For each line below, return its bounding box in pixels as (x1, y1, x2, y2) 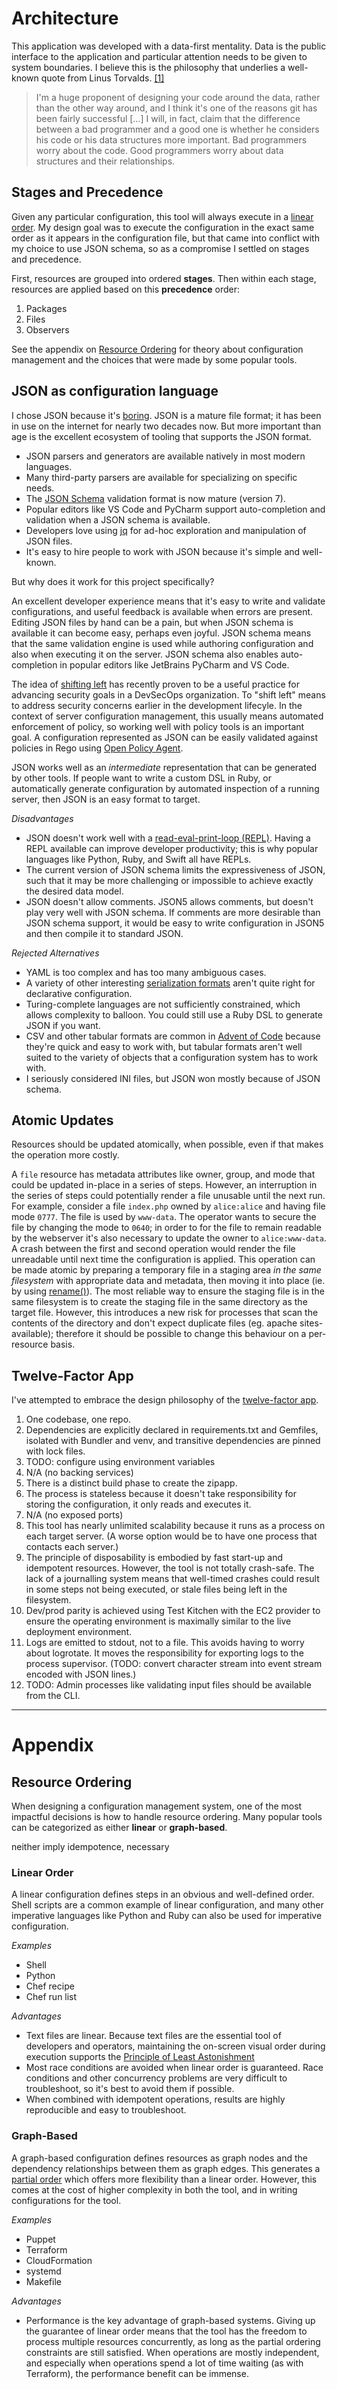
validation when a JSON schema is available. (25, 513, 211, 526)
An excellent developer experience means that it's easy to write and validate (11, 595, 326, 607)
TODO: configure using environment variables (25, 1456, 216, 1468)
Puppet (25, 2233, 56, 2245)
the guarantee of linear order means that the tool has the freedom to (25, 2325, 308, 2337)
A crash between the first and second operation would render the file (11, 1243, 296, 1255)
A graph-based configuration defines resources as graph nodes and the (11, 2152, 308, 2164)
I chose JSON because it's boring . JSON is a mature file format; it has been (11, 409, 322, 421)
